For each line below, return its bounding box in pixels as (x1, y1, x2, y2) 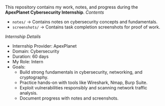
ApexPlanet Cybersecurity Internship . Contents (5, 9, 104, 15)
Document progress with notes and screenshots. (19, 95, 119, 101)
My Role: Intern (12, 59, 43, 64)
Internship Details (5, 34, 41, 39)
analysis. (19, 90, 38, 96)
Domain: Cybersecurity (12, 49, 60, 54)
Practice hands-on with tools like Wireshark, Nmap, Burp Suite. (19, 79, 148, 85)
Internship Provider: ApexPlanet (12, 43, 77, 49)
